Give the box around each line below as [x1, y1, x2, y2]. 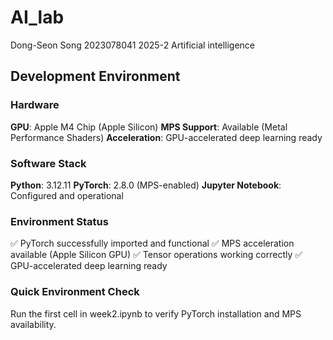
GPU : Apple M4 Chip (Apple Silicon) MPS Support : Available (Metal [10, 121, 288, 133]
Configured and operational [10, 189, 124, 201]
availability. [10, 318, 57, 330]
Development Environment [10, 68, 181, 85]
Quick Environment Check [10, 285, 140, 299]
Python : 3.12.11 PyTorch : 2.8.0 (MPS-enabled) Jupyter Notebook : [10, 179, 282, 191]
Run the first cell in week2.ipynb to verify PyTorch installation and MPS [10, 307, 302, 320]
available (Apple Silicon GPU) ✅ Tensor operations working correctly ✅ [10, 249, 303, 261]
